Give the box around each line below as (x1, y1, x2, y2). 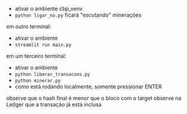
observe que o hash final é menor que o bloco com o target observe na (6, 95, 182, 101)
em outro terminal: (6, 23, 52, 30)
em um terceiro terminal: (6, 53, 67, 59)
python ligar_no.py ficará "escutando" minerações (14, 11, 142, 19)
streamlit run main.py (14, 42, 72, 48)
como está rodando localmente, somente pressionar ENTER (14, 83, 163, 90)
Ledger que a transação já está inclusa (6, 101, 102, 108)
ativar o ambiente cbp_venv (14, 5, 83, 12)
